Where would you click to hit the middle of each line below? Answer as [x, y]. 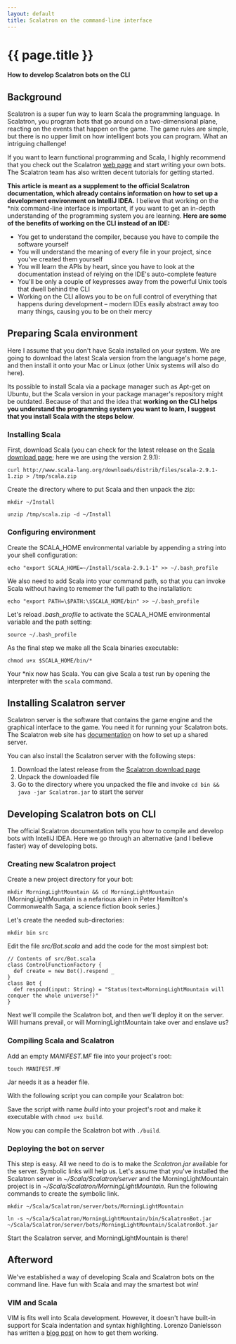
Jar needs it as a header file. [48, 1082]
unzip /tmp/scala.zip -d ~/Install [59, 515]
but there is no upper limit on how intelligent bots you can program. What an [117, 136]
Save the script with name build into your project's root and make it [104, 1109]
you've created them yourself [60, 259]
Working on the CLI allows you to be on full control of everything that [117, 296]
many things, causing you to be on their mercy [85, 312]
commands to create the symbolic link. [63, 1194]
